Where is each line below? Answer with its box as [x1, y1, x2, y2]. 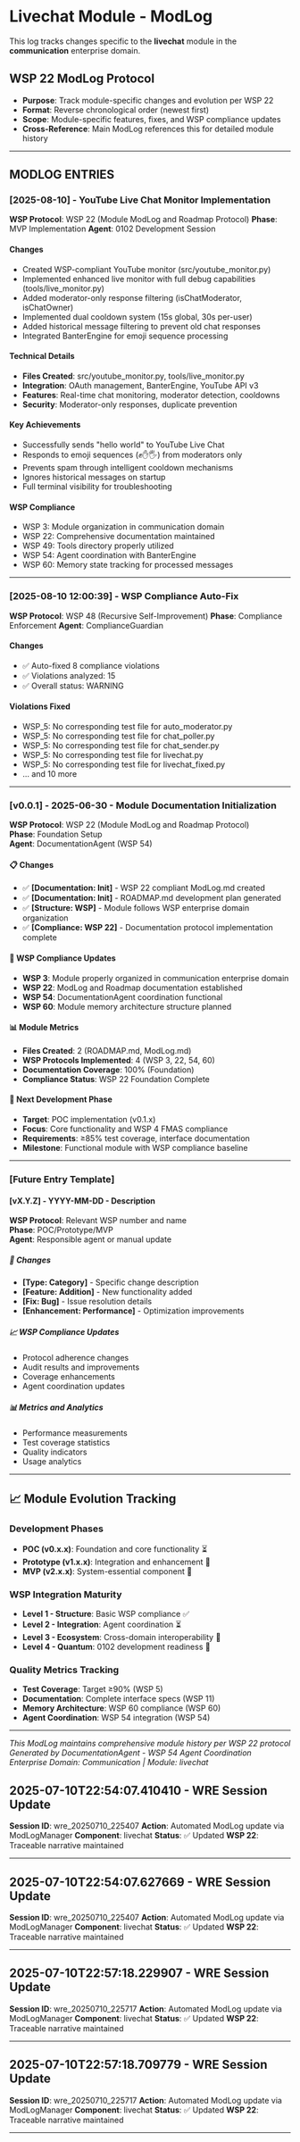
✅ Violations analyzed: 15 [21, 670, 116, 680]
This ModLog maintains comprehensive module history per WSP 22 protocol [9, 1738, 291, 1749]
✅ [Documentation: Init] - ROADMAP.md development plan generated [21, 893, 281, 904]
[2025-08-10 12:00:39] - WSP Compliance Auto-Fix [9, 590, 239, 603]
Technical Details [9, 351, 75, 362]
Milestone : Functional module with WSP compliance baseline [21, 1143, 248, 1154]
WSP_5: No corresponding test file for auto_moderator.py [21, 721, 233, 731]
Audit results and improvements [21, 1362, 140, 1372]
